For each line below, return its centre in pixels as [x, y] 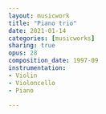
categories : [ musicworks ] [51, 38]
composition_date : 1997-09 [53, 61]
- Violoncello [32, 83]
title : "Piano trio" [43, 23]
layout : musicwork [39, 16]
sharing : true [32, 46]
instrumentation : [37, 68]
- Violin [23, 75]
